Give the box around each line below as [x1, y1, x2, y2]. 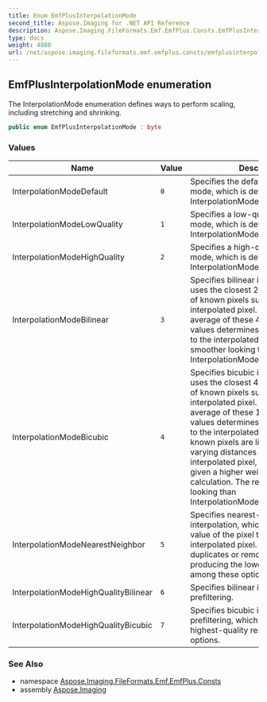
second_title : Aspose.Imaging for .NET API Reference [8, 19, 191, 27]
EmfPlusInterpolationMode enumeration [8, 78, 212, 92]
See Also [8, 658, 44, 669]
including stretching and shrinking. [8, 107, 122, 117]
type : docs [8, 33, 44, 42]
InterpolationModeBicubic [12, 431, 109, 443]
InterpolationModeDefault [12, 185, 109, 197]
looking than [190, 486, 237, 497]
